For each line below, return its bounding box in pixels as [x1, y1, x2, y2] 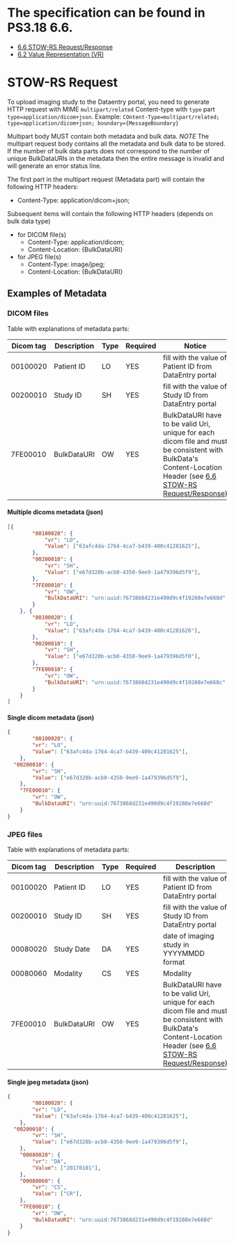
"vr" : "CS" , [32, 1184, 68, 1191]
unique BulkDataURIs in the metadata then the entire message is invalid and [7, 154, 225, 162]
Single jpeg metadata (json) [7, 1078, 89, 1086]
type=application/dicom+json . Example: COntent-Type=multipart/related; [7, 112, 220, 121]
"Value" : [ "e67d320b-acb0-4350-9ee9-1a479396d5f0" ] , [44, 653, 201, 660]
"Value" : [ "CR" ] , [32, 1190, 82, 1198]
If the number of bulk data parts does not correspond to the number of [7, 146, 210, 155]
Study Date [54, 944, 91, 954]
